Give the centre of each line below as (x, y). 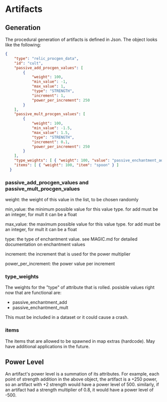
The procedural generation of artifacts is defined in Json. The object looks (81, 39)
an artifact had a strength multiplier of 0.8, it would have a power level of (80, 390)
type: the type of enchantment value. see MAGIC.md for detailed (71, 239)
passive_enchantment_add (40, 302)
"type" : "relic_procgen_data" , (46, 58)
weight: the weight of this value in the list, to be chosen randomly (72, 200)
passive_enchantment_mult (40, 308)
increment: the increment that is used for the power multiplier (68, 254)
